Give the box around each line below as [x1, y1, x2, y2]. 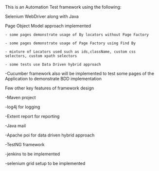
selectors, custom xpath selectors [5, 53, 77, 58]
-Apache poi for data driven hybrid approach [5, 132, 95, 138]
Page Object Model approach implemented [5, 23, 91, 29]
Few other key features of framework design [5, 85, 94, 91]
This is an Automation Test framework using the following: [5, 4, 122, 10]
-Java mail [5, 123, 26, 128]
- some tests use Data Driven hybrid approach [5, 62, 101, 67]
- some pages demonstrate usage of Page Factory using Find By [5, 41, 136, 46]
